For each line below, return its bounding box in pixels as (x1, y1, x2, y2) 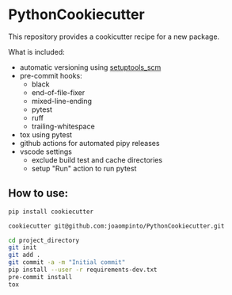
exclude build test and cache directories (31, 155, 163, 164)
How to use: (8, 186, 69, 200)
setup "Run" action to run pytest (31, 163, 137, 173)
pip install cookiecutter (8, 208, 93, 216)
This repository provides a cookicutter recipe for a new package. (8, 32, 220, 41)
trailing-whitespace (31, 121, 95, 131)
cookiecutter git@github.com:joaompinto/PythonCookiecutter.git (8, 222, 225, 230)
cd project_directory (8, 236, 80, 244)
